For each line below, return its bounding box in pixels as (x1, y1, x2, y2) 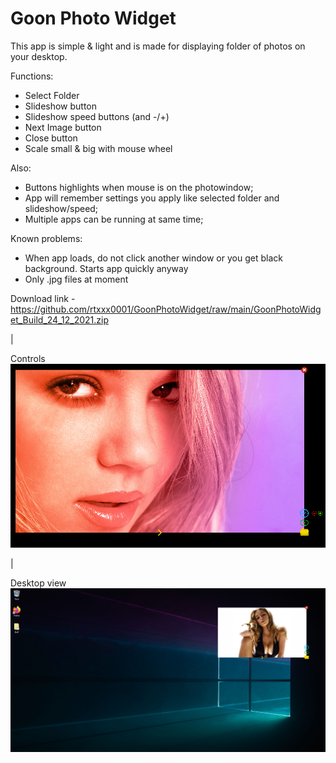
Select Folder (24, 89, 80, 101)
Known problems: (10, 232, 83, 244)
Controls (10, 352, 46, 364)
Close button (24, 132, 78, 144)
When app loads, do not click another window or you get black (24, 252, 283, 264)
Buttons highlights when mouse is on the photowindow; (24, 181, 254, 193)
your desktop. (10, 50, 68, 62)
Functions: (10, 70, 54, 82)
